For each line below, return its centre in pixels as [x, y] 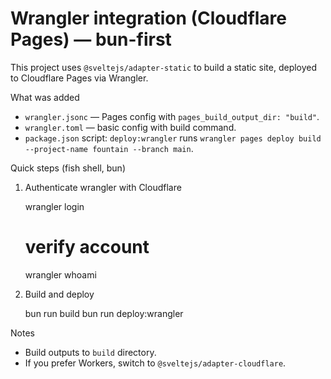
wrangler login [54, 206]
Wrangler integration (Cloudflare [149, 18]
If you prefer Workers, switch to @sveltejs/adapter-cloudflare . [155, 363]
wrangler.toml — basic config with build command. [130, 127]
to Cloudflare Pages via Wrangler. [79, 78]
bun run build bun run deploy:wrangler [104, 313]
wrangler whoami [60, 274]
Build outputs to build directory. [90, 352]
